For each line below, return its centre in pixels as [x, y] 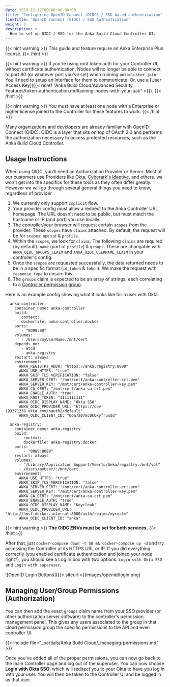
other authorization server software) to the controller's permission [75, 617]
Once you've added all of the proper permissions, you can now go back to [83, 658]
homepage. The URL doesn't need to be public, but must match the [83, 214]
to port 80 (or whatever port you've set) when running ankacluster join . [81, 74]
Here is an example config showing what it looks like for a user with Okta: [82, 294]
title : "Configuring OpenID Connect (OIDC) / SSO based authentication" [84, 15]
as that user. [18, 679]
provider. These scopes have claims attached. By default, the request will [89, 230]
